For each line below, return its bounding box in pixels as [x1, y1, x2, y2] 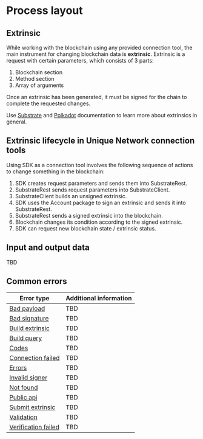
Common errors [6, 276, 68, 286]
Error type [19, 294, 50, 303]
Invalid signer [9, 373, 48, 382]
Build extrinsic [9, 324, 50, 333]
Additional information [65, 294, 132, 303]
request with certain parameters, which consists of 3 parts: [6, 57, 154, 64]
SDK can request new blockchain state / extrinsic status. [15, 224, 156, 232]
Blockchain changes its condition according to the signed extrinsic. [15, 218, 183, 226]
